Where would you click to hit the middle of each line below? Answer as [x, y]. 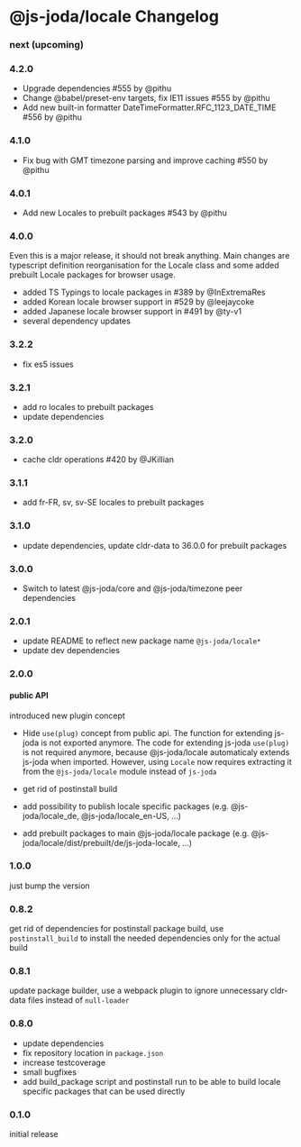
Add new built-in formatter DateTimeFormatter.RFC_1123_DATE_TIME [149, 108]
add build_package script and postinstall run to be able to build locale [151, 1081]
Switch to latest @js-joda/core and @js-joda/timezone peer [132, 588]
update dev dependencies [71, 651]
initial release [34, 1133]
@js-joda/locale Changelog [114, 17]
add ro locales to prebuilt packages [88, 406]
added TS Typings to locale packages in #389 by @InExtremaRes [144, 292]
